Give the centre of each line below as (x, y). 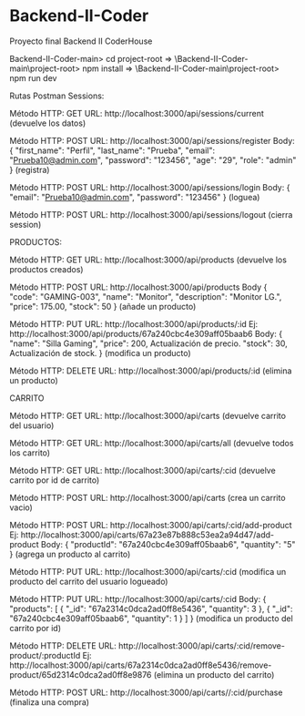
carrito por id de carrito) (55, 480)
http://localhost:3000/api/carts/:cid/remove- (201, 645)
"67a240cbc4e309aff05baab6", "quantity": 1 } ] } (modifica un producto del (151, 618)
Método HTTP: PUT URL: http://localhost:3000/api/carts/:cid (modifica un (148, 571)
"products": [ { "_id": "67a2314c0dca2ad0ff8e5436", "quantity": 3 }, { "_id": (151, 609)
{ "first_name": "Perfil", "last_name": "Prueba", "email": (112, 150)
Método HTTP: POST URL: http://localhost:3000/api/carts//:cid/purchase (146, 692)
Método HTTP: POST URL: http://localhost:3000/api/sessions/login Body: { (150, 187)
